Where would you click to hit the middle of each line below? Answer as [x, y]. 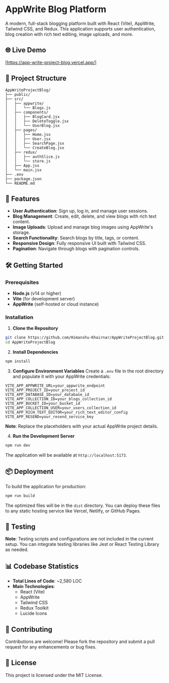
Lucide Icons [33, 613]
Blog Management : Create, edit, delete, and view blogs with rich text [85, 216]
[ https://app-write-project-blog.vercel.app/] [51, 62]
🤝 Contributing [29, 629]
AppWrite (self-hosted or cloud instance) [56, 304]
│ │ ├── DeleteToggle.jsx [37, 121]
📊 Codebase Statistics [42, 566]
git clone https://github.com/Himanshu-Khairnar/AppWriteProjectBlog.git [85, 338]
